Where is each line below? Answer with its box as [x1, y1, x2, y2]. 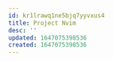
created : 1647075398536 [8, 41, 88, 49]
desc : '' [8, 26, 37, 34]
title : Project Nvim [8, 19, 77, 27]
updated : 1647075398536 [8, 33, 88, 42]
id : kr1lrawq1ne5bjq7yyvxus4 [8, 11, 105, 20]
